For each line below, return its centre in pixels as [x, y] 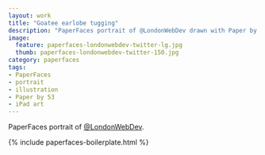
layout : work [30, 15]
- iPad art [26, 104]
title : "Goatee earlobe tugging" [63, 23]
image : [19, 38]
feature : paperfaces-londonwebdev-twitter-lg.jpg [99, 45]
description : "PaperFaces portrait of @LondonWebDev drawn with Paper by [133, 30]
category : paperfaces [44, 60]
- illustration [33, 89]
